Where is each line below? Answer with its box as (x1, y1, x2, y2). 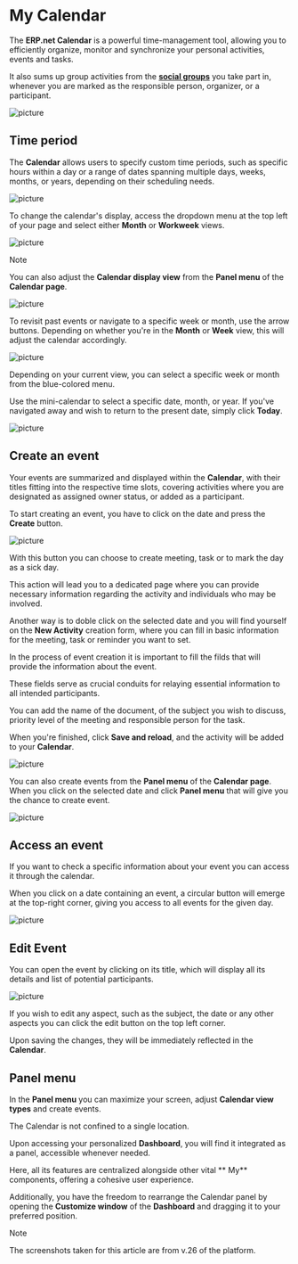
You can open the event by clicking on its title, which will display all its (9, 964, 266, 975)
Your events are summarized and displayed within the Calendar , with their (9, 472, 281, 482)
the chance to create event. (9, 794, 110, 805)
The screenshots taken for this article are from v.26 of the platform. (9, 1245, 256, 1255)
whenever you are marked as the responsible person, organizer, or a (9, 80, 260, 91)
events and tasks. (9, 53, 74, 64)
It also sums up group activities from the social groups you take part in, (9, 70, 271, 81)
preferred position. (9, 1211, 78, 1221)
